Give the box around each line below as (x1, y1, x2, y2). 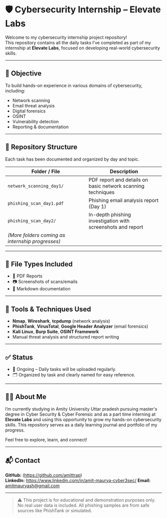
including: (5, 87, 26, 93)
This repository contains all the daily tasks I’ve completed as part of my (5, 39, 152, 45)
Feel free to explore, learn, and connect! (5, 436, 87, 442)
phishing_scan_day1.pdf (7, 200, 64, 206)
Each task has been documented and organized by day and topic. (5, 156, 140, 162)
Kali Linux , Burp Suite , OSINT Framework (12, 329, 99, 335)
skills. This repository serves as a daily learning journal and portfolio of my (5, 422, 158, 428)
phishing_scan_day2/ (7, 218, 56, 224)
